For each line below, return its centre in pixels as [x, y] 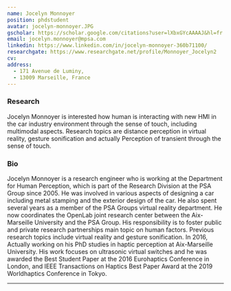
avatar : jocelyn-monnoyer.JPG [51, 26]
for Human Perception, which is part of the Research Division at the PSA [109, 186]
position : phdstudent [38, 20]
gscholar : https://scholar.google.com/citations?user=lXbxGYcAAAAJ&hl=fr [115, 33]
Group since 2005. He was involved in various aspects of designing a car [111, 193]
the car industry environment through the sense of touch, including [102, 124]
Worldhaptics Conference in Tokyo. [57, 273]
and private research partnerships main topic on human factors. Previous [111, 229]
